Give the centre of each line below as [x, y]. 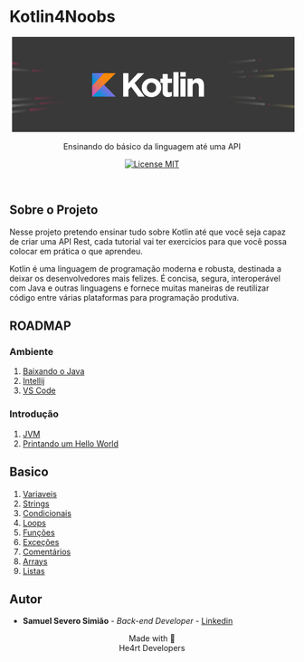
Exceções [41, 542]
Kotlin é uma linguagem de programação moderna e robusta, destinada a [146, 268]
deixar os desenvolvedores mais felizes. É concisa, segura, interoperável [145, 278]
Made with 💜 [152, 638]
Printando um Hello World [71, 443]
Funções [39, 532]
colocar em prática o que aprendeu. [76, 251]
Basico [29, 472]
